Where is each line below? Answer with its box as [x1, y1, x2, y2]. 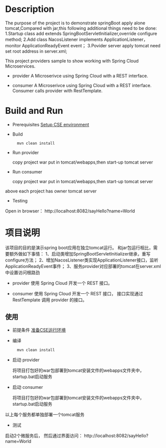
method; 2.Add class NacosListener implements [5, 36, 103, 42]
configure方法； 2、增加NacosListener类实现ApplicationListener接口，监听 [5, 257, 159, 263]
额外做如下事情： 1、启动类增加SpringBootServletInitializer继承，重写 [9, 251, 151, 257]
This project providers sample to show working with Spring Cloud [5, 58, 139, 64]
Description [5, 3, 55, 15]
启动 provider [12, 357, 40, 362]
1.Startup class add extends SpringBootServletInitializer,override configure [5, 30, 158, 36]
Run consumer [12, 169, 43, 175]
